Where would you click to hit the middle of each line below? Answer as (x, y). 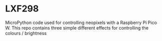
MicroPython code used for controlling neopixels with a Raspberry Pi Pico (81, 22)
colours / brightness (26, 33)
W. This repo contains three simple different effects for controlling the (77, 27)
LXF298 (22, 9)
